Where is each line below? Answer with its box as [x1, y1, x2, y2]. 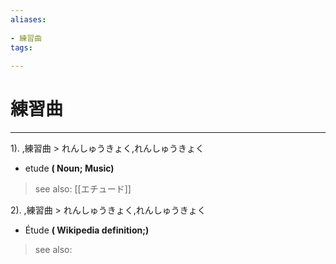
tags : [10, 42, 33, 53]
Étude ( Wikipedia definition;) [24, 224, 150, 236]
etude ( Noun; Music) [24, 162, 115, 175]
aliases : [10, 14, 47, 25]
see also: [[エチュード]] [34, 183, 132, 195]
